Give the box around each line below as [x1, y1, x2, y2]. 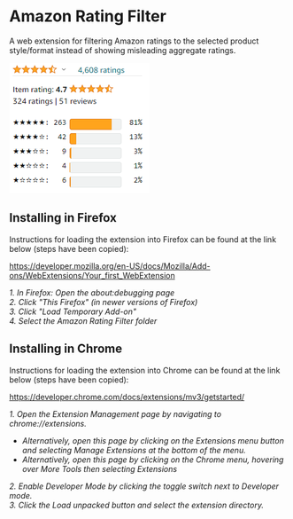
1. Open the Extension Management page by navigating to [9, 408, 222, 419]
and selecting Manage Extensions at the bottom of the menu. [21, 444, 246, 455]
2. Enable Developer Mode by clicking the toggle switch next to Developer [9, 481, 280, 491]
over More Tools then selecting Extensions [21, 463, 178, 474]
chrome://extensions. [9, 418, 87, 429]
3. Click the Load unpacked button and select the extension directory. [9, 499, 264, 510]
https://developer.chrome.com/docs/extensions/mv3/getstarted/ [9, 391, 245, 402]
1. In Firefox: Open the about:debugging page [9, 287, 175, 298]
